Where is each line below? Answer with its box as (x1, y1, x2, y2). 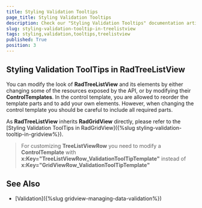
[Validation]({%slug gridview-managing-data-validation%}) (14, 195, 162, 202)
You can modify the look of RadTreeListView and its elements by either (6, 81, 183, 88)
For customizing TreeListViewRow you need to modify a (20, 142, 161, 149)
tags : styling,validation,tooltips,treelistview (6, 31, 130, 37)
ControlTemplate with (20, 148, 76, 156)
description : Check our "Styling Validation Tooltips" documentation (6, 20, 185, 26)
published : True (6, 37, 47, 43)
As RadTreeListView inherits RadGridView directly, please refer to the (6, 118, 181, 125)
